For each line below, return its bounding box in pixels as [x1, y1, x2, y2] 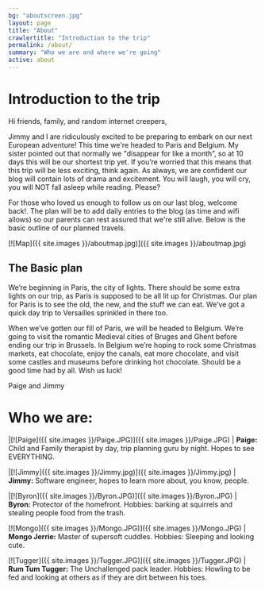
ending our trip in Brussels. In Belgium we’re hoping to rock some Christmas [8, 340, 256, 349]
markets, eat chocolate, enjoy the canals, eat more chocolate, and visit [8, 349, 240, 358]
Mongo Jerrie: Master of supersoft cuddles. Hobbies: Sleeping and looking [8, 531, 255, 541]
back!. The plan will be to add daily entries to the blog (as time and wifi [8, 206, 240, 215]
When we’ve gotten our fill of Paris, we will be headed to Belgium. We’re [8, 323, 244, 333]
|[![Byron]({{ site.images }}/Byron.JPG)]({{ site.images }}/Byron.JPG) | [8, 491, 237, 500]
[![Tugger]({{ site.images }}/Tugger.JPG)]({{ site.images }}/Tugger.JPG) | [8, 555, 246, 565]
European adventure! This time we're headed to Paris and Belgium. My [8, 140, 240, 149]
